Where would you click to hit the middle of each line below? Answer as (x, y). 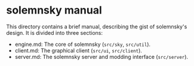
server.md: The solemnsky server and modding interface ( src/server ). (101, 57)
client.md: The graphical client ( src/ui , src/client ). (78, 50)
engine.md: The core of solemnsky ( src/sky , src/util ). (83, 44)
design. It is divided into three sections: (55, 32)
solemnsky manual (54, 10)
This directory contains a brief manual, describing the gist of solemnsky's (97, 27)
